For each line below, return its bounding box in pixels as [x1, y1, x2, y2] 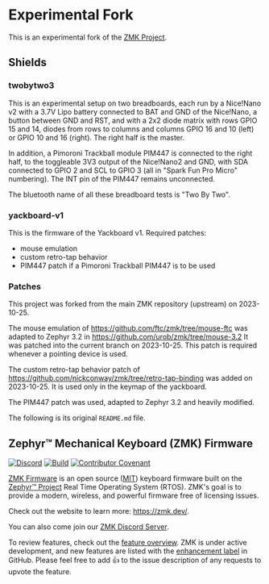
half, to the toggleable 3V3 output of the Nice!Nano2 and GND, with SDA [8, 156, 248, 166]
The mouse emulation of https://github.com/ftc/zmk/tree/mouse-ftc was [8, 323, 248, 333]
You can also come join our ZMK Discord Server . [8, 522, 169, 532]
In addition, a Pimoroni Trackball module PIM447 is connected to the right [8, 148, 253, 158]
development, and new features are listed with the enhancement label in [8, 546, 248, 556]
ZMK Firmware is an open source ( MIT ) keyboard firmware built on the [8, 473, 243, 483]
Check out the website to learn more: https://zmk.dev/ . [8, 507, 189, 516]
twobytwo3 [8, 80, 55, 91]
